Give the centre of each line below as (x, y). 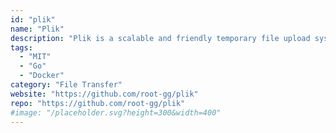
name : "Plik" (37, 29)
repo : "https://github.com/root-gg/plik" (98, 103)
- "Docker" (42, 76)
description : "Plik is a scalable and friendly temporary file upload (160, 38)
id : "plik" (33, 19)
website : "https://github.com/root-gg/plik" (104, 94)
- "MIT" (35, 57)
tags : (21, 47)
